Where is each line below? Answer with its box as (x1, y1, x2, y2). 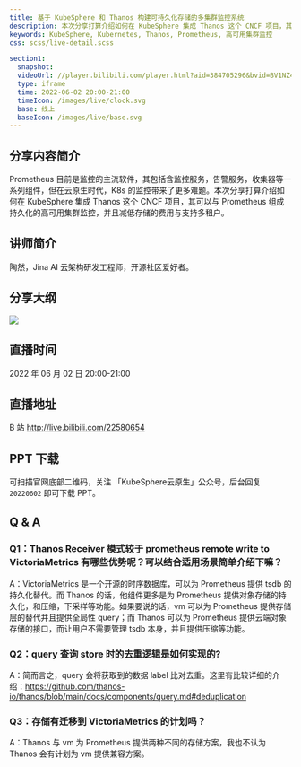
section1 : (9, 55, 47, 64)
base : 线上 (17, 104, 56, 113)
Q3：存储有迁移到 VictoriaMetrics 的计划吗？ (9, 715, 207, 728)
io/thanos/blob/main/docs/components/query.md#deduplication (9, 692, 247, 702)
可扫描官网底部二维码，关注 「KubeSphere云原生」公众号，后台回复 (9, 476, 262, 487)
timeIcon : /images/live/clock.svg (17, 96, 146, 105)
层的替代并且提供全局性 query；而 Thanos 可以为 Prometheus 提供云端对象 (9, 612, 287, 623)
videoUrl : (17, 71, 54, 81)
